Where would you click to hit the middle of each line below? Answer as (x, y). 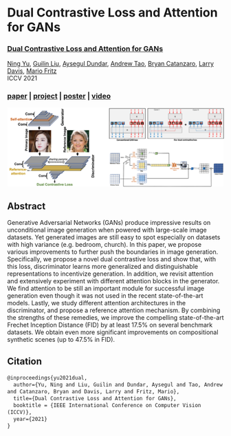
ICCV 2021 (22, 78)
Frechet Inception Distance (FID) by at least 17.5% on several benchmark (110, 325)
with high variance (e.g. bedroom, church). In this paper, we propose (104, 245)
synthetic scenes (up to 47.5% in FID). (61, 340)
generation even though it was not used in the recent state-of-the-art (105, 296)
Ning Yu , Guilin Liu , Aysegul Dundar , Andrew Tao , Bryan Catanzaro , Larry (111, 64)
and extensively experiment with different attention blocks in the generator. (113, 281)
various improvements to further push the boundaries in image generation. (113, 252)
